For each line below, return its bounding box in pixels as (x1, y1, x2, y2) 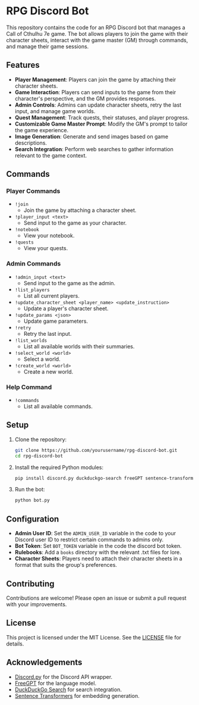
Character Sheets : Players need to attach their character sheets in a (14, 555, 182, 562)
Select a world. (23, 355, 61, 363)
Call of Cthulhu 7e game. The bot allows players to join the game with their (6, 30, 188, 37)
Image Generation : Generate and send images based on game (14, 133, 169, 140)
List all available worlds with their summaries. (23, 342, 135, 350)
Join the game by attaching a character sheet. (23, 207, 137, 214)
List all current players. (23, 292, 80, 299)
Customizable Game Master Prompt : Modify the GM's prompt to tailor (14, 120, 188, 127)
